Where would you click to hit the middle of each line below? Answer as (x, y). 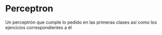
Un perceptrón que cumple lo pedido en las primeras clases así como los (81, 22)
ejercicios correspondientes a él (39, 27)
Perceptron (29, 9)
